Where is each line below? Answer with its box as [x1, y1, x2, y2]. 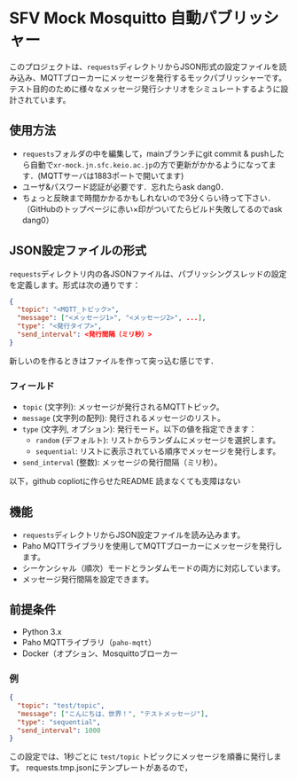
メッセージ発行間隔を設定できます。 [21, 574, 154, 584]
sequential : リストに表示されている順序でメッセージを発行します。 [35, 446, 281, 457]
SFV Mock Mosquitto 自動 [9, 8, 202, 28]
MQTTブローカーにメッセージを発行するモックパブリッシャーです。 [39, 72, 286, 82]
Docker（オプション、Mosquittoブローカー [21, 648, 179, 659]
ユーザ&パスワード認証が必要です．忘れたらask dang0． [21, 181, 229, 191]
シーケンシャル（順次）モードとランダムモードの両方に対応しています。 [21, 562, 285, 573]
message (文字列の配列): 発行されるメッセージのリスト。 [21, 413, 226, 424]
